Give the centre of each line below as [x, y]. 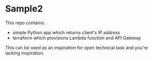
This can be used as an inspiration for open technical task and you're [76, 47]
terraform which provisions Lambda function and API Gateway [77, 38]
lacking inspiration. [25, 53]
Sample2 [24, 9]
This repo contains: [25, 23]
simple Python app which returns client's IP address [66, 32]
